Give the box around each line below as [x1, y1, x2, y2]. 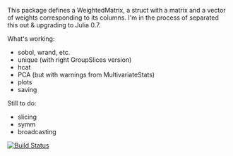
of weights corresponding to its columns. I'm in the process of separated [7, 13, 219, 22]
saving [17, 86, 37, 93]
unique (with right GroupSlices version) [17, 56, 132, 64]
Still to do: [7, 99, 37, 108]
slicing [17, 112, 37, 121]
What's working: [7, 34, 55, 43]
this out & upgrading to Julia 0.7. [7, 21, 101, 29]
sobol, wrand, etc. [17, 48, 71, 56]
